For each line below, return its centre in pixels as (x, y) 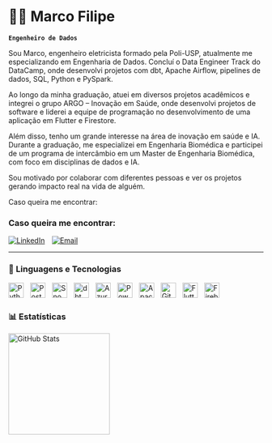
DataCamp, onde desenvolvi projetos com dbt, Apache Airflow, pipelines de (135, 70)
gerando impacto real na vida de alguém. (77, 186)
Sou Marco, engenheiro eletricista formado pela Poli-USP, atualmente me (130, 53)
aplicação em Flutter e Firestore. (62, 120)
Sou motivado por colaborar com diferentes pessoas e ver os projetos (125, 177)
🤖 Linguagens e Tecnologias (65, 269)
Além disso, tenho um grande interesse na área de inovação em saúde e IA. (134, 136)
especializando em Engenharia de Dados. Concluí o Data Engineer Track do (134, 62)
